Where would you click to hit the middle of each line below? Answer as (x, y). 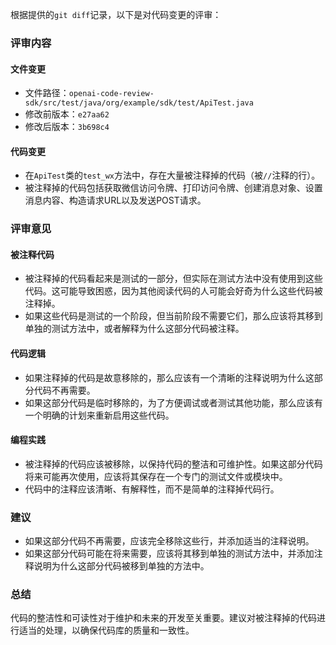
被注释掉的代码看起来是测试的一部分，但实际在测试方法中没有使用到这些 (173, 279)
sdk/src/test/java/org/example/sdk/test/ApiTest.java (139, 103)
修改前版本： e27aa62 (67, 114)
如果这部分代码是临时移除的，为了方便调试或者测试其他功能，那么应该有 (173, 402)
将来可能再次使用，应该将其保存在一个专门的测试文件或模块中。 (156, 476)
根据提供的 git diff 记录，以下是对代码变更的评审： (116, 14)
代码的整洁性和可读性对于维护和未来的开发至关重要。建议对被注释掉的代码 (163, 618)
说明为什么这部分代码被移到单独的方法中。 (121, 566)
